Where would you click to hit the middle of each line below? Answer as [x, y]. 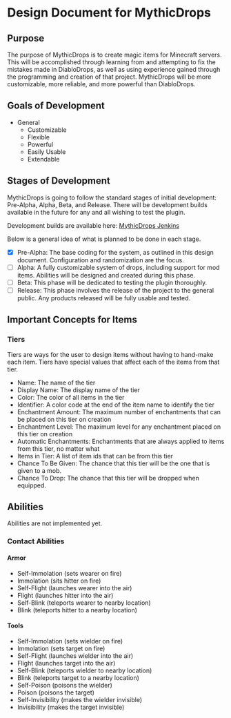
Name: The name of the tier [56, 382]
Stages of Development [59, 181]
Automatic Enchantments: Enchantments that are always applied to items [121, 441]
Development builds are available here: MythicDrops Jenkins [93, 225]
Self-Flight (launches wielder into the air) [75, 656]
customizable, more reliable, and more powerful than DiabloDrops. [101, 84]
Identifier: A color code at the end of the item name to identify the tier [116, 405]
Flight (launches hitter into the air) [65, 595]
